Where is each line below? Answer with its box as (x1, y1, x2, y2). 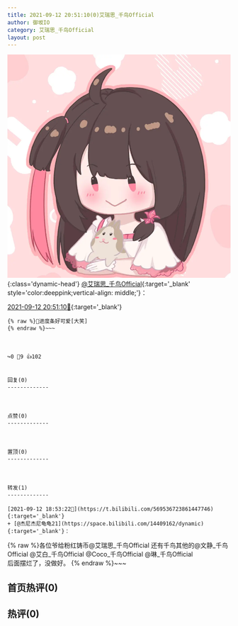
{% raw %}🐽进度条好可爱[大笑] (7, 318, 89, 325)
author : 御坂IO (7, 18, 50, 26)
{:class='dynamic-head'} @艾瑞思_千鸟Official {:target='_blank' (7, 280, 191, 289)
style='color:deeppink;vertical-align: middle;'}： (7, 289, 147, 297)
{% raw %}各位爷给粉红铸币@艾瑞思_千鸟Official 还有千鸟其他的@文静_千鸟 (7, 541, 229, 549)
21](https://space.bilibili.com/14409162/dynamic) (51, 520, 204, 527)
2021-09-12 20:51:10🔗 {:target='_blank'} (7, 303, 123, 311)
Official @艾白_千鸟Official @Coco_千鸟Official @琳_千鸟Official (7, 550, 193, 559)
